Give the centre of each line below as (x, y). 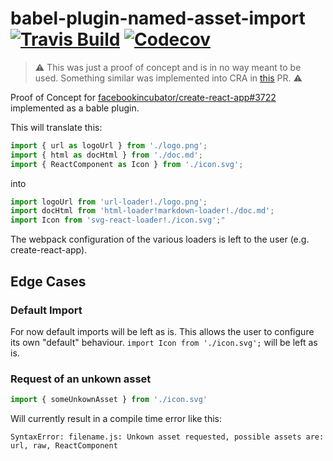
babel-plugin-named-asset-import (158, 18)
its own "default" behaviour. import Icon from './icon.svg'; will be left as (164, 342)
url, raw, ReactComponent (64, 446)
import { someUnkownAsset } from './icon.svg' (109, 400)
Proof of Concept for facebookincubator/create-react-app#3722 (143, 97)
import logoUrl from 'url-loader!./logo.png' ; (109, 202)
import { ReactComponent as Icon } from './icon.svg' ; (127, 164)
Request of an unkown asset (81, 379)
